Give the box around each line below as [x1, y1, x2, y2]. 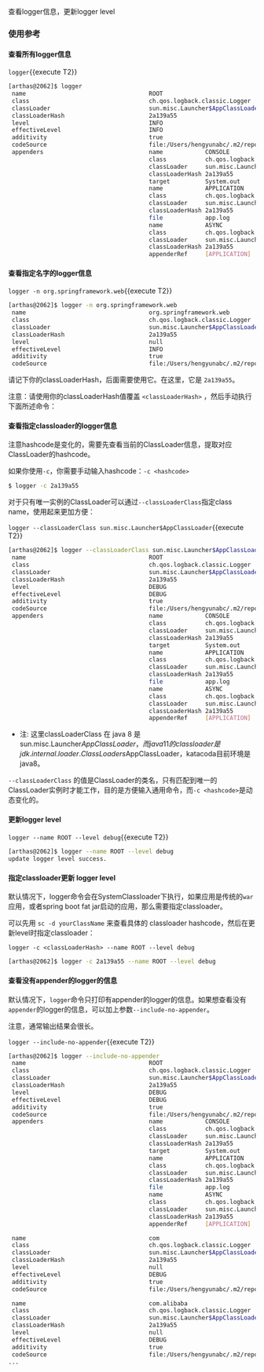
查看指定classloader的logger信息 [8, 421, 118, 430]
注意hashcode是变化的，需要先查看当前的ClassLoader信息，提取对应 [8, 440, 233, 449]
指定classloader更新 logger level [8, 873, 116, 882]
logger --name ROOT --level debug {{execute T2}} [8, 832, 169, 842]
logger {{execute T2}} [8, 68, 78, 77]
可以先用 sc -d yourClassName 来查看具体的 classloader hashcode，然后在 [8, 918, 249, 928]
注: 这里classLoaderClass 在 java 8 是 [19, 730, 141, 739]
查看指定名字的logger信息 [8, 268, 93, 277]
